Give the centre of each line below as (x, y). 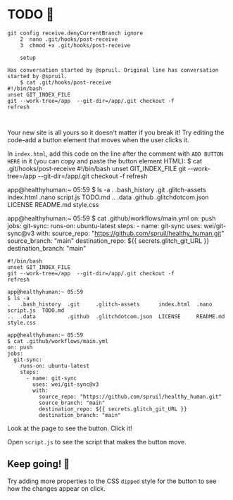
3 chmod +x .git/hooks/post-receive (75, 45)
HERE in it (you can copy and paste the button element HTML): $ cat (105, 161)
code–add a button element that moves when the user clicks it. (98, 139)
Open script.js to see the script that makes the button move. (97, 442)
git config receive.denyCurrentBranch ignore (75, 33)
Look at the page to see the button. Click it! (70, 428)
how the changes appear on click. (56, 488)
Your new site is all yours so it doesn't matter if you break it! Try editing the (116, 132)
